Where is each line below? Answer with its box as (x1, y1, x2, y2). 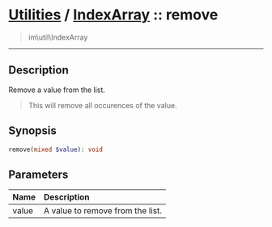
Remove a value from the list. (8, 85, 105, 95)
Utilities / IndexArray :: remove (8, 6, 219, 24)
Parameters (8, 167, 69, 181)
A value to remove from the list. (43, 205, 163, 216)
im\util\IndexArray (28, 32, 88, 42)
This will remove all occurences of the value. (28, 100, 177, 110)
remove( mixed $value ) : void (8, 145, 104, 153)
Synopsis (8, 124, 57, 138)
